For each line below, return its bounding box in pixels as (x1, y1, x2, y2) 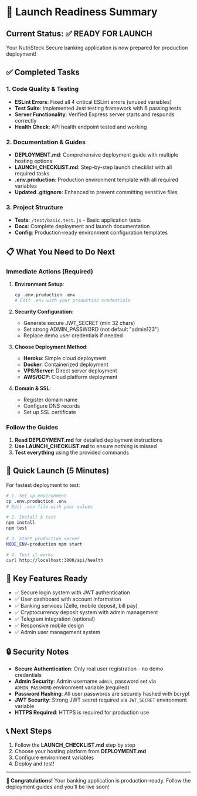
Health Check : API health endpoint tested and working (14, 123, 147, 130)
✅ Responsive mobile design (14, 622, 84, 629)
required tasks (14, 170, 50, 177)
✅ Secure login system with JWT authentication (14, 589, 131, 596)
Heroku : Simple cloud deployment (23, 354, 107, 361)
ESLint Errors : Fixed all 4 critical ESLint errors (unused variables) (14, 98, 172, 105)
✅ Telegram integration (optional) (14, 615, 96, 622)
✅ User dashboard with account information (14, 595, 121, 603)
